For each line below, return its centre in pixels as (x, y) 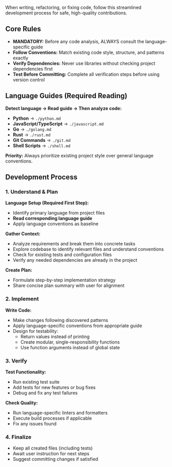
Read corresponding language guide (52, 219)
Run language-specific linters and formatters (60, 412)
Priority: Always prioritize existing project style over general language (80, 155)
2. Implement (22, 299)
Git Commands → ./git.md (42, 140)
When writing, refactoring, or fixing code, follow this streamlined (73, 7)
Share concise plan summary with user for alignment (69, 285)
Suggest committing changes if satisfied (55, 459)
